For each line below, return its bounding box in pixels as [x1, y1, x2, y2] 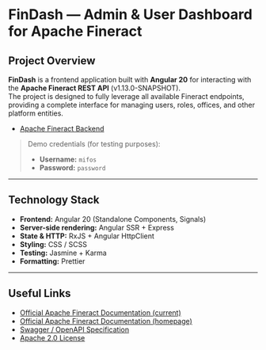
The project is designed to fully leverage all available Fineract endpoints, [8, 92, 245, 101]
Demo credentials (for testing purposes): [27, 139, 161, 148]
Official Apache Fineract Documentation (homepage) [19, 316, 192, 325]
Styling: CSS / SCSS [19, 239, 87, 249]
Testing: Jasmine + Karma [19, 248, 107, 257]
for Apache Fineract [8, 22, 142, 40]
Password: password [39, 163, 106, 172]
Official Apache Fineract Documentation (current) [19, 307, 182, 318]
